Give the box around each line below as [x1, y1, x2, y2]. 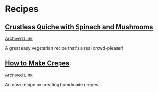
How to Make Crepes [5, 59, 70, 68]
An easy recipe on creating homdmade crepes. [5, 81, 99, 87]
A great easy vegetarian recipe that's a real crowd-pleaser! [5, 45, 123, 51]
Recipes [5, 3, 39, 15]
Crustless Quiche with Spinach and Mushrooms [5, 23, 153, 31]
